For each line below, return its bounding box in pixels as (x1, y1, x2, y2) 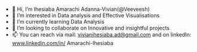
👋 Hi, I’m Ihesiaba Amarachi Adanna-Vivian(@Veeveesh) (11, 6, 150, 12)
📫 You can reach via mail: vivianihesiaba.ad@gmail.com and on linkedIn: (11, 31, 192, 38)
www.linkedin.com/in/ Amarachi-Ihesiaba (11, 40, 113, 47)
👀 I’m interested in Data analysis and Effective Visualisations (11, 12, 160, 19)
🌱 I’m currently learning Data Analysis (11, 18, 104, 25)
